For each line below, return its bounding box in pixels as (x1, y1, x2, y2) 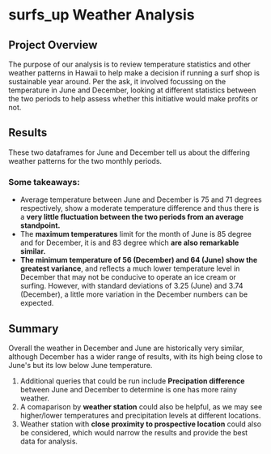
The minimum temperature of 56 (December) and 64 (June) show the (19, 255, 258, 265)
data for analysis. (19, 436, 78, 446)
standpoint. (19, 221, 61, 230)
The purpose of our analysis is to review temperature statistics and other (8, 59, 251, 69)
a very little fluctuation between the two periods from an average (19, 212, 244, 222)
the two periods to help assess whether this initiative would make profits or (8, 94, 259, 103)
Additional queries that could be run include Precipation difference (19, 375, 245, 386)
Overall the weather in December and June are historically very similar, (8, 343, 244, 353)
